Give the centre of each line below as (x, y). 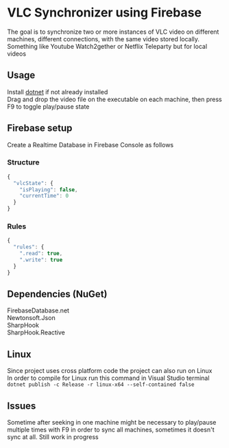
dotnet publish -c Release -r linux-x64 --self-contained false (101, 385)
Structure (23, 162)
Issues (22, 406)
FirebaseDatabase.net (38, 310)
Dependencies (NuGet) (57, 294)
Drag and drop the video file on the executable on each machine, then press (114, 99)
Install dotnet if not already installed (58, 92)
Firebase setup (40, 128)
